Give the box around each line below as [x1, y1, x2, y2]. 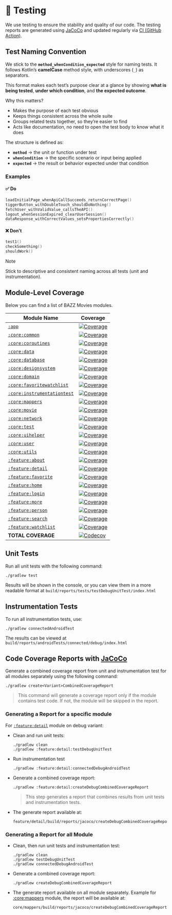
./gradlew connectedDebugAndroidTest [12, 861, 94, 867]
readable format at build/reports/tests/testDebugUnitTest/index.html [5, 587, 156, 593]
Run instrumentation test [12, 756, 65, 762]
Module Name [23, 314, 59, 321]
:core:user [8, 441, 34, 446]
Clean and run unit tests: [12, 732, 65, 738]
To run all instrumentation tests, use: [5, 616, 83, 622]
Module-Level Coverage [5, 288, 85, 297]
